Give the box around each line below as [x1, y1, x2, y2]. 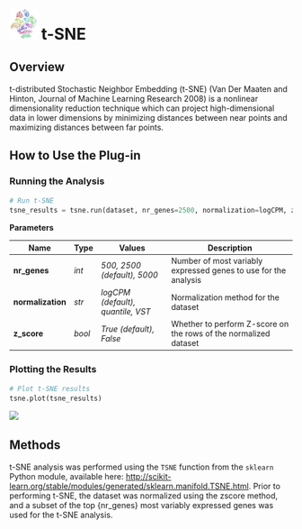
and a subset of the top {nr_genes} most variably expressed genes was [9, 499, 274, 510]
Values [119, 242, 146, 253]
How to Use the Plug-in [9, 148, 141, 163]
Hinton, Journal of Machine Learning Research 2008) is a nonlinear [9, 93, 259, 104]
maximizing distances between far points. [9, 122, 164, 132]
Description [207, 242, 253, 253]
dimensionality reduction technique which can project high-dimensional [9, 103, 275, 114]
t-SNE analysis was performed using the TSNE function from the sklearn [9, 461, 274, 472]
